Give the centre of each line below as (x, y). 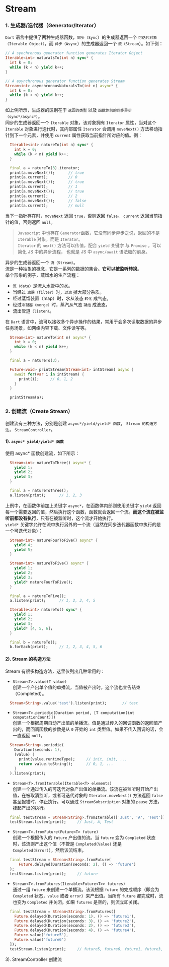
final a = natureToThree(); (39, 491)
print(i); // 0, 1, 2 (46, 379)
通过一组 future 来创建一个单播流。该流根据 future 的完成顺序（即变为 (86, 889)
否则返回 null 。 (39, 222)
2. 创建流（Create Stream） (39, 411)
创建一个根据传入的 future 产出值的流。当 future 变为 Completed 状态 (84, 837)
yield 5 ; (23, 550)
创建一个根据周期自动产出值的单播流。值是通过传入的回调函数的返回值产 (87, 723)
